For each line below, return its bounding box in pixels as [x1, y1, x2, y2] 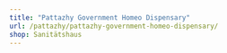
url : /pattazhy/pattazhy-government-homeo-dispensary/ [9, 22, 219, 31]
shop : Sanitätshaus [9, 30, 83, 39]
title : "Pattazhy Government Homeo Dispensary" [9, 13, 191, 22]
